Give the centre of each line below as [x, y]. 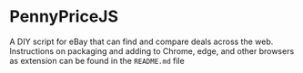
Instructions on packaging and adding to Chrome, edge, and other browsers [152, 50]
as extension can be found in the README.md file [97, 60]
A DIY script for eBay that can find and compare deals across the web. [141, 41]
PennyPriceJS [64, 17]
